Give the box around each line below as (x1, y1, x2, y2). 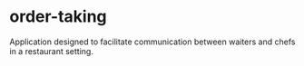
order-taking (9, 6, 107, 27)
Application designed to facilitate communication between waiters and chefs (9, 36, 296, 47)
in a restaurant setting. (9, 45, 93, 56)
